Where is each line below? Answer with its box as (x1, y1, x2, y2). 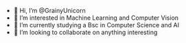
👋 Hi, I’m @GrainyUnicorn (13, 7, 86, 14)
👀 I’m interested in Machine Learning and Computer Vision (13, 14, 179, 22)
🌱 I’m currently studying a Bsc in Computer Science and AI (13, 21, 180, 29)
